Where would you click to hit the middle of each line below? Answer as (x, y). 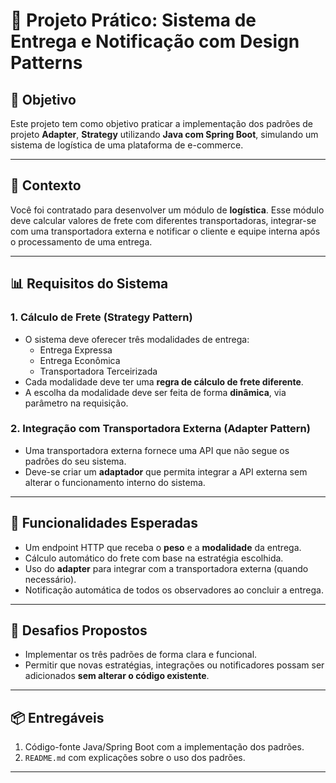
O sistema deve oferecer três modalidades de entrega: (137, 339)
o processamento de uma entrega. (81, 241)
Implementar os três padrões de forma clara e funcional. (141, 655)
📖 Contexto (46, 185)
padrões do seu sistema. (75, 461)
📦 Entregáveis (57, 717)
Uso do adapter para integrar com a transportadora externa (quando (166, 568)
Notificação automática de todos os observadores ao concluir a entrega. (174, 590)
